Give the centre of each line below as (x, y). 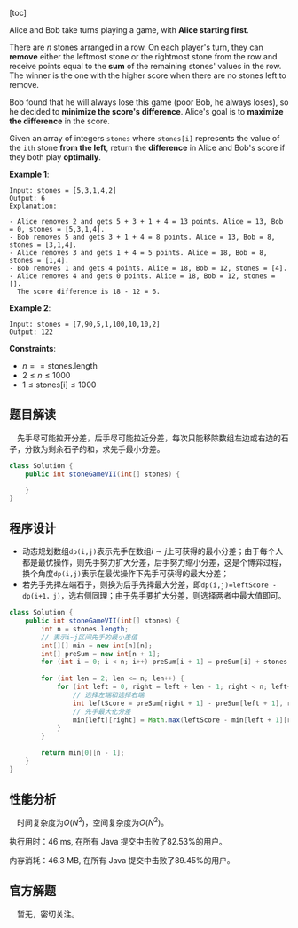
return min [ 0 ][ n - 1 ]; (83, 753)
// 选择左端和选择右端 (108, 695)
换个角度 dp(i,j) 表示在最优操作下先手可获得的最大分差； (125, 574)
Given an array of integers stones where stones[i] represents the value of (145, 138)
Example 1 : (29, 174)
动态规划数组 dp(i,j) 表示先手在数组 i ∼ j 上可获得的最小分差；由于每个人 (153, 551)
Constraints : (32, 349)
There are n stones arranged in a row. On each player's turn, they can (136, 47)
